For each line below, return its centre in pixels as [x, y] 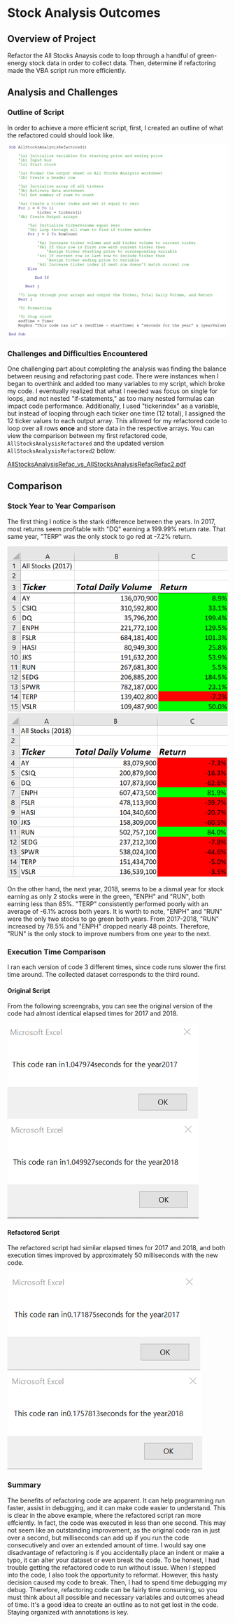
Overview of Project [52, 39]
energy [17, 63]
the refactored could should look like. [61, 135]
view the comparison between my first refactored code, [87, 436]
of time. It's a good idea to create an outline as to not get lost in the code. [113, 1604]
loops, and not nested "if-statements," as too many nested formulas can [111, 398]
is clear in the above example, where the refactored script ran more [104, 1515]
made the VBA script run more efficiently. [67, 70]
